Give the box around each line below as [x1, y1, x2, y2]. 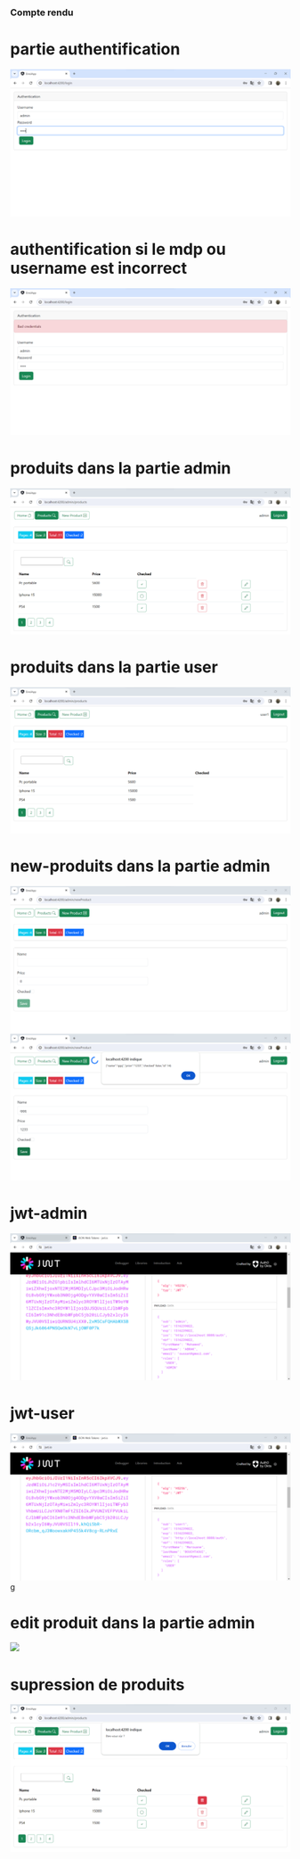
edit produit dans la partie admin [10, 1612, 255, 1633]
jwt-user [10, 1402, 75, 1423]
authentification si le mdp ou [10, 239, 226, 259]
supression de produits [10, 1674, 185, 1695]
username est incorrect [10, 259, 188, 278]
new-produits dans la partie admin [10, 856, 271, 876]
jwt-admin [10, 1204, 88, 1223]
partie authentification [10, 39, 181, 60]
